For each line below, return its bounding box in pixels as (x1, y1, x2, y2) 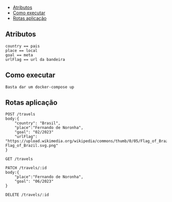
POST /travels (5, 112, 36, 117)
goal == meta (5, 52, 33, 58)
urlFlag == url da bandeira (5, 57, 66, 62)
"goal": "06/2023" (14, 179, 54, 184)
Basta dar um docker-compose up (5, 84, 74, 89)
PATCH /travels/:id (5, 166, 47, 171)
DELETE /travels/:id (5, 192, 50, 197)
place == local (5, 48, 38, 53)
